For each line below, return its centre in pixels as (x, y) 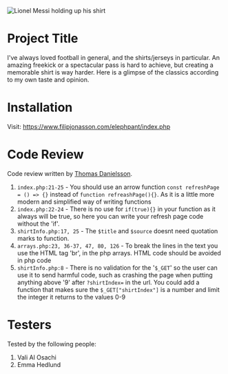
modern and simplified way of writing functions (84, 201)
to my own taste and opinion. (48, 79)
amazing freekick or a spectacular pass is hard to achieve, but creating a (110, 65)
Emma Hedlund (39, 364)
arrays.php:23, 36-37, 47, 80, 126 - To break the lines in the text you (117, 246)
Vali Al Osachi (37, 357)
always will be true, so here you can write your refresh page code (110, 216)
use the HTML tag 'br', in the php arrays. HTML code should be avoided (119, 253)
